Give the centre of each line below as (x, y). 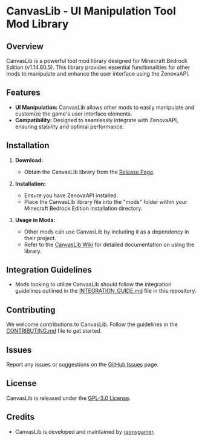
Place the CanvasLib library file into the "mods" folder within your (106, 201)
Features (23, 93)
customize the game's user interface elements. (73, 114)
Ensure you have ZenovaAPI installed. (71, 195)
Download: (29, 160)
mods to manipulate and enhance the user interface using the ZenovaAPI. (98, 73)
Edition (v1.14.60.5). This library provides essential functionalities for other (98, 67)
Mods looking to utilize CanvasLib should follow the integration (93, 284)
